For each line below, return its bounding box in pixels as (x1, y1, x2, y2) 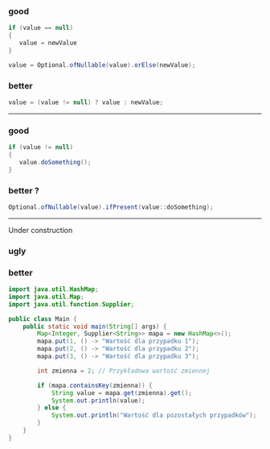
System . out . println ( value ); (51, 397, 146, 405)
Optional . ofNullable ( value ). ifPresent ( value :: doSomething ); (8, 203, 215, 211)
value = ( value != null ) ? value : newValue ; (8, 98, 163, 106)
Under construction (8, 225, 73, 235)
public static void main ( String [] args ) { (22, 322, 167, 331)
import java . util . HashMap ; (8, 285, 99, 293)
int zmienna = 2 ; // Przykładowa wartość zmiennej (37, 367, 211, 375)
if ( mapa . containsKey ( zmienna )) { (37, 381, 153, 389)
